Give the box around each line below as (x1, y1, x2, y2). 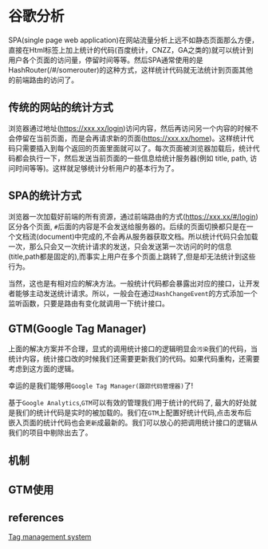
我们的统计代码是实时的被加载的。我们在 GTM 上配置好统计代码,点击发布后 (14, 408, 252, 417)
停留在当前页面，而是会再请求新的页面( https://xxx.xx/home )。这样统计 (14, 133, 247, 143)
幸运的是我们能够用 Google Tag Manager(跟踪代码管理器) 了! (8, 381, 194, 391)
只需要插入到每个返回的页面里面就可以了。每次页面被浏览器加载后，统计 (14, 143, 253, 152)
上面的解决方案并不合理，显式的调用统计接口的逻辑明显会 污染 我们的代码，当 (8, 344, 258, 353)
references (8, 511, 65, 524)
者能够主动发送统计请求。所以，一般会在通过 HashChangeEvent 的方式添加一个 (8, 288, 258, 298)
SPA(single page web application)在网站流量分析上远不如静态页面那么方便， (8, 35, 259, 45)
